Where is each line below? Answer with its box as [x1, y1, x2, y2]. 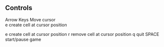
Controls [5, 4, 33, 12]
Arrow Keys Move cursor [5, 16, 56, 22]
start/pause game [5, 36, 41, 42]
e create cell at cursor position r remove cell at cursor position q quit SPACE [5, 31, 160, 37]
